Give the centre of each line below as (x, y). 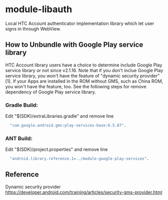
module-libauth (39, 9)
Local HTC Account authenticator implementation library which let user (80, 23)
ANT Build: (19, 138)
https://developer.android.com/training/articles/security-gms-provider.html (84, 192)
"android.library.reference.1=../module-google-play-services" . (79, 159)
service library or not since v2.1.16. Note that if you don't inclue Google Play (84, 70)
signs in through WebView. (33, 28)
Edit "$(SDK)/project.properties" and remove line (57, 149)
